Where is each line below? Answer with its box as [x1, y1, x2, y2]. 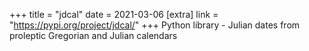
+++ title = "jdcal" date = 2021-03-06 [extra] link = [9, 9, 219, 20]
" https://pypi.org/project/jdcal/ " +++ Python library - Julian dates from [9, 19, 301, 31]
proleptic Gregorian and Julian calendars [9, 30, 178, 41]
